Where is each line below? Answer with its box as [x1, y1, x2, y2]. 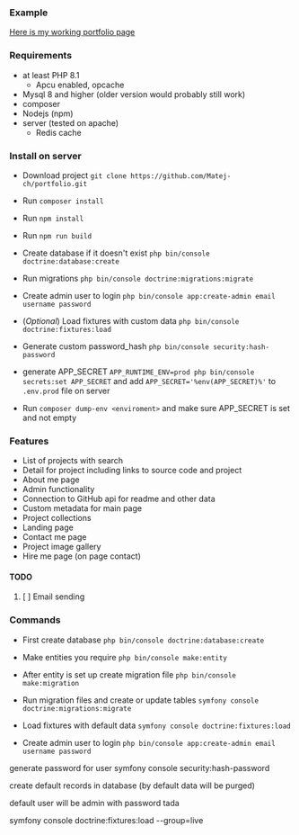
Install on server [9, 149, 83, 162]
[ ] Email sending [22, 591, 85, 602]
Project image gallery [22, 542, 101, 552]
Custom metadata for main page [22, 503, 142, 514]
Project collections [22, 513, 92, 524]
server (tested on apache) [22, 117, 119, 128]
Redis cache [35, 127, 83, 138]
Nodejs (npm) [22, 108, 74, 119]
